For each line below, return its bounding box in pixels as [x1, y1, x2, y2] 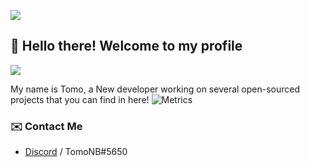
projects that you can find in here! [10, 93, 150, 105]
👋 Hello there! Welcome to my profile [10, 38, 243, 55]
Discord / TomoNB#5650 [24, 146, 128, 158]
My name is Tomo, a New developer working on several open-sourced [10, 83, 301, 95]
